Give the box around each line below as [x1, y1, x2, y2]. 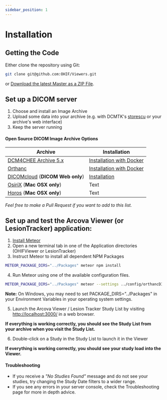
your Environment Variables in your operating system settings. [5, 296, 133, 302]
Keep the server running [12, 124, 62, 130]
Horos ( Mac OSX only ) [7, 189, 62, 196]
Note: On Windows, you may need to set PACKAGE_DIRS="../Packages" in [5, 291, 158, 297]
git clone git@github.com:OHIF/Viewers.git [5, 71, 97, 76]
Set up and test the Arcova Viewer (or [5, 216, 124, 225]
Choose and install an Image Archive [12, 108, 88, 114]
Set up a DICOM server [5, 95, 78, 103]
